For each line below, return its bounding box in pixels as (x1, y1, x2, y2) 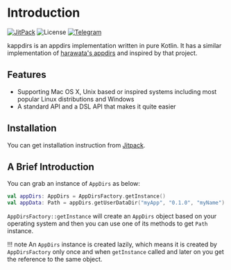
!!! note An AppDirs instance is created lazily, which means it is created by (7, 240, 217, 248)
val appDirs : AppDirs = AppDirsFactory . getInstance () (7, 193, 166, 200)
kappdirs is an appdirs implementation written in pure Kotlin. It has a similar (7, 41, 222, 49)
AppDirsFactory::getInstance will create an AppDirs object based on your (7, 212, 217, 221)
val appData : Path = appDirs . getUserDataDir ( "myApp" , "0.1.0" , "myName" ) (7, 200, 225, 207)
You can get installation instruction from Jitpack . (7, 141, 146, 149)
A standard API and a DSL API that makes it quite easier (17, 102, 176, 111)
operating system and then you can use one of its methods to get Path (7, 219, 208, 228)
